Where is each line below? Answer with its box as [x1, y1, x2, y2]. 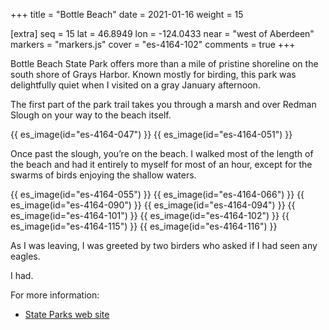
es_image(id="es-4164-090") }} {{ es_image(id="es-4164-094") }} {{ [10, 199, 296, 211]
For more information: [10, 289, 100, 301]
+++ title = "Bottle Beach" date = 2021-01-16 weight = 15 [10, 9, 244, 20]
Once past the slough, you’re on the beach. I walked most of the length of [10, 148, 314, 159]
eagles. [10, 250, 41, 262]
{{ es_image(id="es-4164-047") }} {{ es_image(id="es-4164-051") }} [10, 129, 293, 140]
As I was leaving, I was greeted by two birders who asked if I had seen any [10, 240, 318, 251]
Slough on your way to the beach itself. [10, 109, 172, 121]
